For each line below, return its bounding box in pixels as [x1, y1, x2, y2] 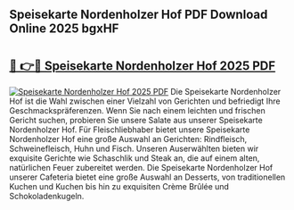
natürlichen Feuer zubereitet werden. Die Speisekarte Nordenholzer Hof [9, 163, 274, 172]
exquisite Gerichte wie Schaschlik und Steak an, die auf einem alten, [9, 153, 260, 164]
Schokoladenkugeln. [9, 191, 85, 201]
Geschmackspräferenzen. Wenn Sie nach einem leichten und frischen [9, 105, 265, 115]
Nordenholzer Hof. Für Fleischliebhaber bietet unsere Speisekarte [9, 124, 250, 135]
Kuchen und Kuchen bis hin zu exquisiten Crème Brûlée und [9, 181, 230, 191]
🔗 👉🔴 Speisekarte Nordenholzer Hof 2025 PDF [9, 58, 276, 73]
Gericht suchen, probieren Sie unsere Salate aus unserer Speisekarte [9, 115, 263, 125]
